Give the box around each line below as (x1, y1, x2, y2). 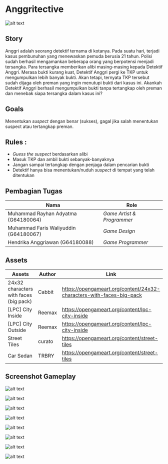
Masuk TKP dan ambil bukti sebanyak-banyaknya (12, 156, 114, 162)
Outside (7, 326, 26, 333)
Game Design (103, 227, 135, 234)
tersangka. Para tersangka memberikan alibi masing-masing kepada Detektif (5, 63, 163, 69)
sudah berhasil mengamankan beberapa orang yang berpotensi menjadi (5, 58, 154, 64)
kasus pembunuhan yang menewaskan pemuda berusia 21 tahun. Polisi (5, 53, 152, 59)
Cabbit (38, 288, 54, 295)
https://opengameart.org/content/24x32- (61, 285, 160, 292)
